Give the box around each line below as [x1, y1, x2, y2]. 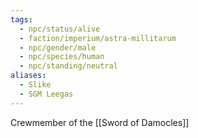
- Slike [19, 80, 52, 90]
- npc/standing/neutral [19, 61, 118, 71]
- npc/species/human [19, 52, 105, 62]
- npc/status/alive [19, 24, 101, 34]
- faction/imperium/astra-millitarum [19, 33, 177, 43]
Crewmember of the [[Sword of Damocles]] [10, 116, 190, 128]
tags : [10, 14, 33, 25]
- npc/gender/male [19, 42, 97, 53]
